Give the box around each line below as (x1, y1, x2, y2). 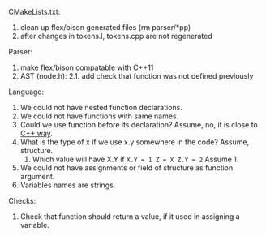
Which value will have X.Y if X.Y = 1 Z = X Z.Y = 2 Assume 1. (32, 154, 239, 164)
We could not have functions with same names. (19, 111, 179, 121)
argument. (19, 172, 55, 181)
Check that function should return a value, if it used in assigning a (19, 212, 241, 221)
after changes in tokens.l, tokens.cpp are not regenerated (19, 32, 212, 41)
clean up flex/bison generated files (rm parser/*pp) (19, 23, 191, 32)
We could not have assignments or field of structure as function (19, 163, 234, 173)
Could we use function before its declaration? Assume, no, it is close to (19, 120, 258, 129)
